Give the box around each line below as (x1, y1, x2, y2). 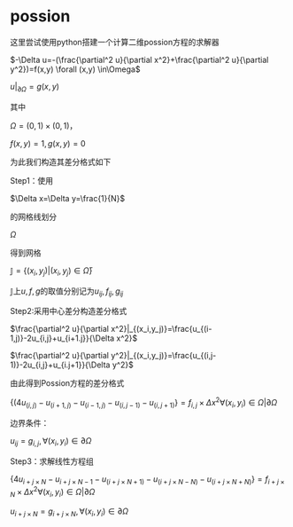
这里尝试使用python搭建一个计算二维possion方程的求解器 (10, 36, 220, 47)
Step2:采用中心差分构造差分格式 (10, 306, 127, 317)
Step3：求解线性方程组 (10, 455, 94, 467)
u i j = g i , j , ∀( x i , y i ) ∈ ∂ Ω (10, 435, 92, 448)
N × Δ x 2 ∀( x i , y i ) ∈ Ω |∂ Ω (10, 485, 96, 499)
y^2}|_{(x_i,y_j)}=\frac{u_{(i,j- (111, 350, 217, 361)
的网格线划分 (10, 211, 57, 222)
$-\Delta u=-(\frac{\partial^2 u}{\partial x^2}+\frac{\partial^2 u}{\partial (10, 54, 269, 65)
